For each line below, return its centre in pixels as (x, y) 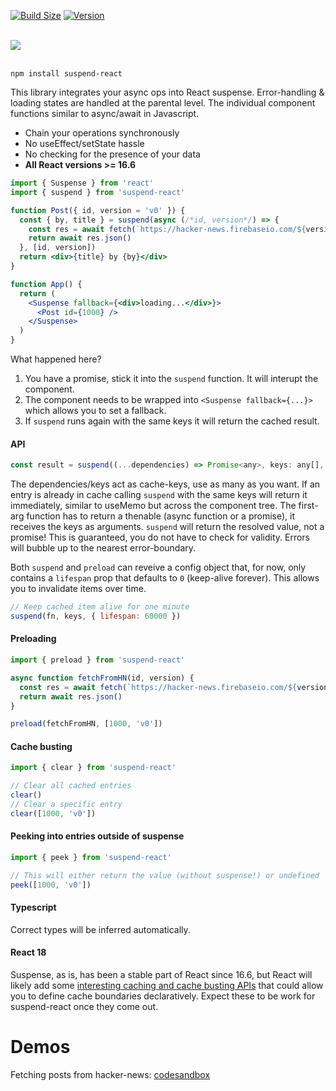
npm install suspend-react (66, 74)
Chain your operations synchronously (102, 133)
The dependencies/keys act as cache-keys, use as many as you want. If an (165, 484)
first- (308, 506)
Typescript (33, 907)
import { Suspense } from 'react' (82, 183)
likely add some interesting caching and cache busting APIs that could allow (167, 986)
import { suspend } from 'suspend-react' (98, 192)
